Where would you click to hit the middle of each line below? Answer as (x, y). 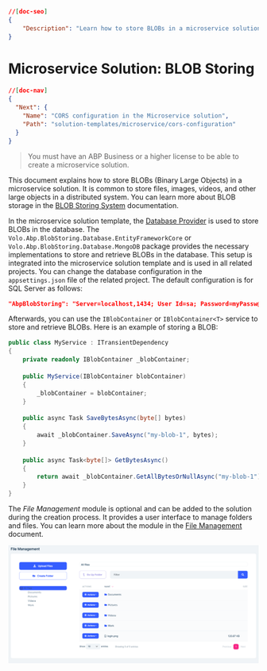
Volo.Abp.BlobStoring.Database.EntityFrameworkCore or (100, 237)
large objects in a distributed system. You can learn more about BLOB (122, 197)
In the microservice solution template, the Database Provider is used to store (133, 221)
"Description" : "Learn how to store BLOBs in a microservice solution (142, 28)
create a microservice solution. (78, 164)
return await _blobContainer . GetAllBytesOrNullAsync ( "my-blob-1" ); (151, 477)
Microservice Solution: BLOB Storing (132, 69)
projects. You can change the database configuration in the (105, 271)
